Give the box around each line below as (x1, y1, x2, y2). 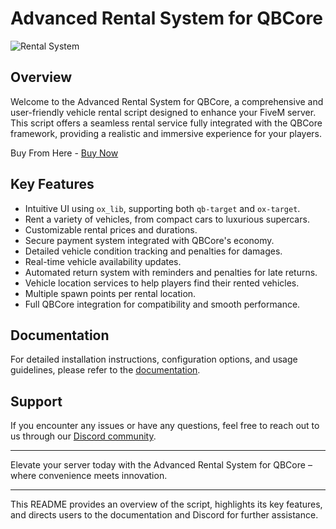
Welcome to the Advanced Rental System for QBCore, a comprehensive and (10, 95, 324, 107)
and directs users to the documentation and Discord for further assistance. (10, 509, 319, 521)
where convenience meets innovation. (10, 470, 168, 482)
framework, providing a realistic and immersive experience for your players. (10, 127, 322, 139)
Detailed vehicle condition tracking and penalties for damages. (24, 245, 283, 257)
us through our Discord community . (10, 430, 157, 442)
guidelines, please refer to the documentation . (10, 364, 201, 376)
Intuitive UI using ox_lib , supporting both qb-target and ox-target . (24, 202, 301, 214)
